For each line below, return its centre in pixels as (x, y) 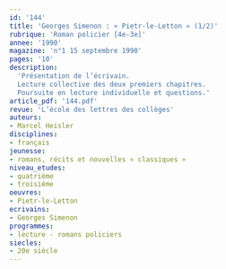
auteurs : (26, 117)
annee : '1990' (36, 43)
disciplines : (34, 134)
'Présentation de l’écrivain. (74, 76)
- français (30, 143)
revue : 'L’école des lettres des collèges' (92, 109)
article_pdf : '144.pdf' (54, 101)
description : (34, 68)
